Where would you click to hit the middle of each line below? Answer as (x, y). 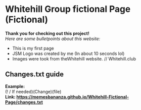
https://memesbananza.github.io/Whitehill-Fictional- (73, 97)
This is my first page (33, 48)
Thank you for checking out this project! (47, 33)
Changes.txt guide (35, 75)
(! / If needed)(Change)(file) (33, 91)
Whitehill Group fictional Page (68, 9)
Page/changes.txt (24, 102)
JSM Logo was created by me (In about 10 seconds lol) (68, 54)
